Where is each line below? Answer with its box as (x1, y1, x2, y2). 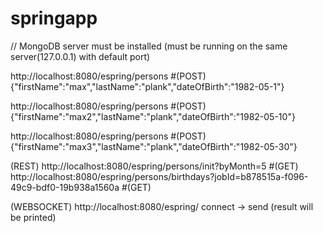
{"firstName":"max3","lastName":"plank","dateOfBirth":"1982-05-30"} (10, 140, 298, 152)
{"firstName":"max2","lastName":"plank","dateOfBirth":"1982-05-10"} (10, 110, 296, 122)
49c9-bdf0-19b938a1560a (10, 181, 120, 193)
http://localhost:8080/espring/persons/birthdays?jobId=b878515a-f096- (10, 170, 309, 182)
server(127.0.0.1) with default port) (10, 50, 151, 62)
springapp (10, 7, 98, 30)
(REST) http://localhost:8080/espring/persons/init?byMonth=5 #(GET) (10, 160, 299, 172)
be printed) (10, 211, 57, 223)
